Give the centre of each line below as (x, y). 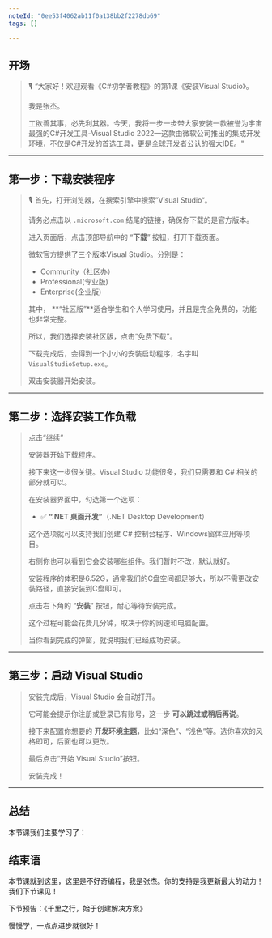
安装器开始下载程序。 (64, 454)
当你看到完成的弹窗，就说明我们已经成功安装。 (106, 640)
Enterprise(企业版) (71, 292)
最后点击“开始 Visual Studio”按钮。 (86, 758)
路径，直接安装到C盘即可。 (81, 588)
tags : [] (23, 23)
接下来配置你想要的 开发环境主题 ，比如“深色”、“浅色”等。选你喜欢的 (142, 731)
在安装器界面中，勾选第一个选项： (85, 499)
